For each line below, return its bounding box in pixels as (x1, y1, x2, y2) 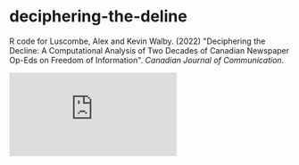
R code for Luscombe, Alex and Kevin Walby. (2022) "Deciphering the (9, 36, 266, 46)
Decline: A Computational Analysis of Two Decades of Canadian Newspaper (9, 45, 290, 55)
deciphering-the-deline (9, 6, 187, 27)
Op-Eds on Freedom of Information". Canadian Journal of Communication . (9, 54, 285, 65)
